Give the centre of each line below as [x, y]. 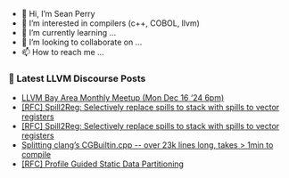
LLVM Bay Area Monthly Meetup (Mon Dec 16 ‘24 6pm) [123, 98]
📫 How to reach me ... [62, 52]
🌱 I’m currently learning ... [69, 32]
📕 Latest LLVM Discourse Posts [77, 78]
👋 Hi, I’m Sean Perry [58, 14]
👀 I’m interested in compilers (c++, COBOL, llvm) [110, 23]
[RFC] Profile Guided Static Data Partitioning [103, 164]
